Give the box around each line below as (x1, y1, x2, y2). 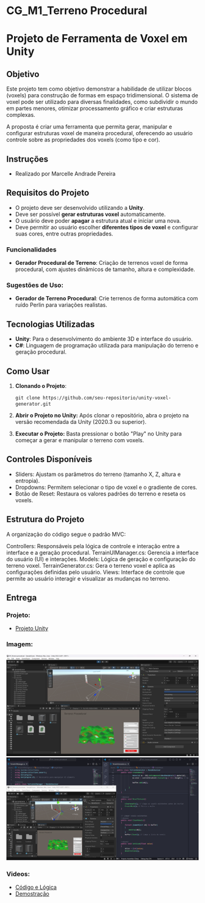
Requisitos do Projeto (6, 188, 90, 198)
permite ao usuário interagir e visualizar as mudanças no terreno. (6, 574, 170, 582)
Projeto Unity (15, 625, 49, 632)
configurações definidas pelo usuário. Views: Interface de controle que (6, 568, 185, 576)
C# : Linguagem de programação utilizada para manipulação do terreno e (15, 342, 199, 349)
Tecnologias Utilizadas (6, 319, 95, 329)
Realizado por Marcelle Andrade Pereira (15, 170, 116, 177)
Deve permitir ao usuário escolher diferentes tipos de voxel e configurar (15, 223, 198, 231)
